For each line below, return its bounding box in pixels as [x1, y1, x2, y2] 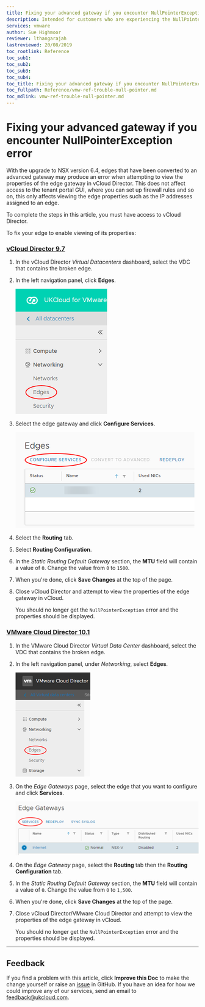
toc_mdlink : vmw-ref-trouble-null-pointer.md [6, 93, 124, 100]
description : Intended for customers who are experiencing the [6, 16, 171, 23]
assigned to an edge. [6, 199, 59, 206]
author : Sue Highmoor [6, 29, 62, 35]
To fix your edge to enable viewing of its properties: [6, 229, 136, 236]
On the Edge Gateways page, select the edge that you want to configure [15, 782, 198, 790]
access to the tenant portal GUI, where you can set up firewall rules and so [6, 186, 194, 193]
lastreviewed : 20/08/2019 [6, 42, 72, 48]
